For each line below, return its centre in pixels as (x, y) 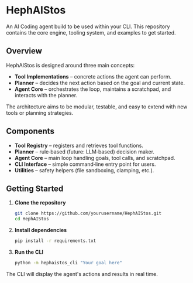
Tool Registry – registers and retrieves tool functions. (79, 145)
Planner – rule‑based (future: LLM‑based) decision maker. (85, 151)
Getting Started (35, 188)
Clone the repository (40, 203)
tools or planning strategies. (40, 112)
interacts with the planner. (46, 95)
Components (30, 132)
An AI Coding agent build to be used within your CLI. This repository (88, 26)
